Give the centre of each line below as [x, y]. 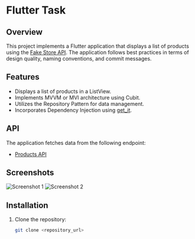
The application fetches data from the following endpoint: [76, 142]
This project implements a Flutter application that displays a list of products [97, 46]
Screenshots [30, 173]
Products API [31, 154]
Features [23, 77]
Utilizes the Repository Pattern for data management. [79, 104]
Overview [25, 32]
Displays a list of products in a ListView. [63, 91]
